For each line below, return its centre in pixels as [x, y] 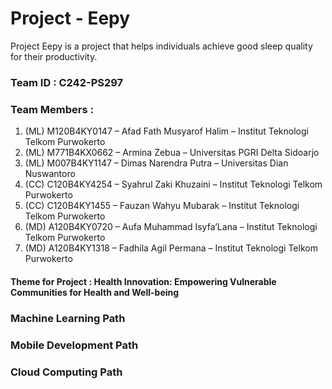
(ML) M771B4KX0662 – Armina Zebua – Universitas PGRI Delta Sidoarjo [172, 153]
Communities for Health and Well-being [95, 292]
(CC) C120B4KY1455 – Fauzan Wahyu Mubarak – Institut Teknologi [162, 206]
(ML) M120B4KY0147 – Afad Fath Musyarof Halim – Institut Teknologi [166, 131]
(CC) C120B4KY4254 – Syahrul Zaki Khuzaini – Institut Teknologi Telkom [173, 184]
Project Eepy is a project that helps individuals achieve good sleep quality [161, 46]
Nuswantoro [50, 174]
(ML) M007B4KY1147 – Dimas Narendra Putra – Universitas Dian [156, 163]
